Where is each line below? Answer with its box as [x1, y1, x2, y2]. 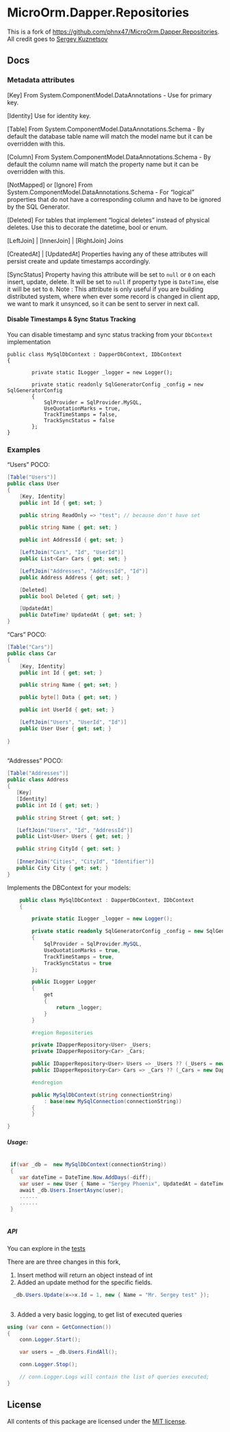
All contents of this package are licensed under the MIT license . [7, 1417, 187, 1425]
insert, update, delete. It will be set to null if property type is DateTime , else [7, 277, 219, 286]
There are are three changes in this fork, [7, 1258, 121, 1266]
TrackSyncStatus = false [43, 417, 115, 424]
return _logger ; [55, 1004, 103, 1011]
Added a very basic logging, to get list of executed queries [16, 1310, 183, 1319]
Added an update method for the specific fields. [16, 1278, 153, 1286]
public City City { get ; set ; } [16, 864, 109, 871]
